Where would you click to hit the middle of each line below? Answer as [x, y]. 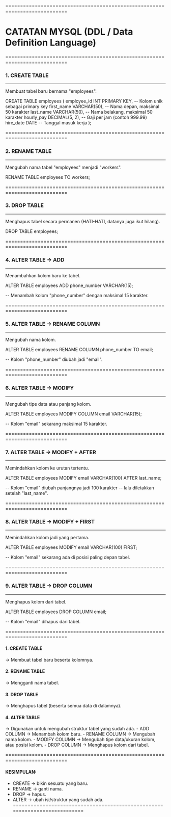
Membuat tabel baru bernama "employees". [51, 91]
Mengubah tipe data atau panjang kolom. [48, 404]
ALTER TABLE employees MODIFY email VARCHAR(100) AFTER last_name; [83, 478]
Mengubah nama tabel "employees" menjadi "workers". [64, 167]
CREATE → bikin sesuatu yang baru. [50, 783]
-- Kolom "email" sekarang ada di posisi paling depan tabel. [68, 557]
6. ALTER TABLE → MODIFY [40, 388]
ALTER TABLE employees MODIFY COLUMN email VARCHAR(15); [74, 414]
